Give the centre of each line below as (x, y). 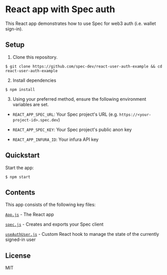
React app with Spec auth (60, 9)
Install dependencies (35, 80)
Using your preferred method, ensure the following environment (79, 99)
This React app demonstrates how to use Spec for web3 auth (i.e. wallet (81, 23)
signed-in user (21, 239)
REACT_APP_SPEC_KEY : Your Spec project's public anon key (72, 129)
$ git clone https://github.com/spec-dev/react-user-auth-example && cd (84, 66)
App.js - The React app (30, 215)
